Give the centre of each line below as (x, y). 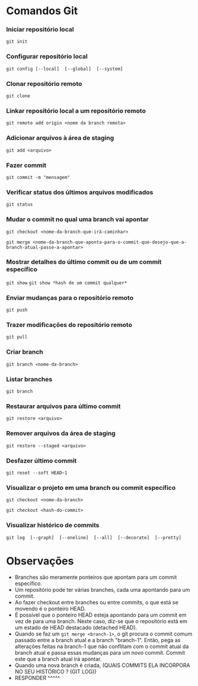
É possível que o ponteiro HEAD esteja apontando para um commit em (100, 615)
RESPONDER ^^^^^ (37, 678)
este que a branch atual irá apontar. (58, 659)
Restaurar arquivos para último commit (63, 406)
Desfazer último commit (41, 460)
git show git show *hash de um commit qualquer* (67, 283)
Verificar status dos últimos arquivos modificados (80, 192)
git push (17, 310)
